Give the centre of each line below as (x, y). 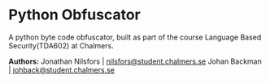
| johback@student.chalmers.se (62, 69)
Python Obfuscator (74, 15)
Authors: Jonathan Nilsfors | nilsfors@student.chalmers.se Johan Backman (135, 61)
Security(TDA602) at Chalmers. (61, 45)
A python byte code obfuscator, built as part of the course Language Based (135, 37)
